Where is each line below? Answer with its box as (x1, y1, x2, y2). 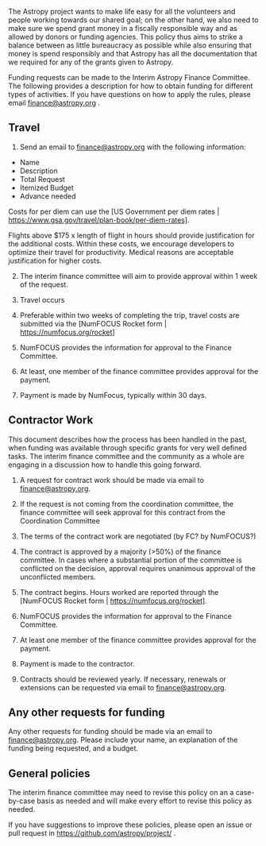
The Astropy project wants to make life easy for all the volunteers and (8, 7, 236, 16)
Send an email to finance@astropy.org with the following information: (19, 142, 246, 152)
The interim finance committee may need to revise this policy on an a (8, 788, 234, 798)
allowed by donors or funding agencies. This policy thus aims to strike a (8, 32, 244, 41)
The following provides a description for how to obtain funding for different (8, 81, 253, 91)
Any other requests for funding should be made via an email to (8, 727, 213, 736)
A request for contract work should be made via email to (19, 475, 205, 485)
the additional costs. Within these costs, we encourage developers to (8, 238, 234, 249)
